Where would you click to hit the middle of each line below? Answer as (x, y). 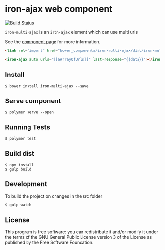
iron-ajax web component (59, 9)
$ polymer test (21, 139)
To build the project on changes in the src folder (54, 196)
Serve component (33, 101)
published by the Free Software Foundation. (49, 242)
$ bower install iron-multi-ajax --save (47, 86)
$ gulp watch (18, 205)
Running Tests (27, 127)
